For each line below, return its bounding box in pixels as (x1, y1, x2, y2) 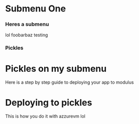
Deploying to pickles (5, 97, 92, 108)
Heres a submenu (5, 21, 49, 28)
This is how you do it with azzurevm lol (5, 113, 86, 120)
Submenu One (5, 3, 66, 14)
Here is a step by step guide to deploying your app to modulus (5, 79, 134, 85)
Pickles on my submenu (5, 63, 107, 74)
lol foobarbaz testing (5, 32, 48, 38)
